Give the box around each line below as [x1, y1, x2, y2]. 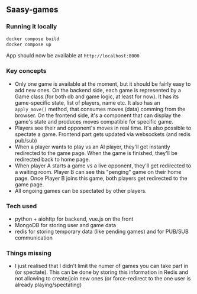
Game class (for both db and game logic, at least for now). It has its [14, 93, 179, 100]
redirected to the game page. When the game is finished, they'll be [14, 149, 177, 156]
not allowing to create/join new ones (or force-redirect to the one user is [14, 275, 191, 282]
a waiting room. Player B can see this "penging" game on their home [14, 168, 182, 175]
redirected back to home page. [14, 156, 91, 163]
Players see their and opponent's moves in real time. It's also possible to [14, 124, 191, 131]
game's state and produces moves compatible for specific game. [14, 118, 173, 125]
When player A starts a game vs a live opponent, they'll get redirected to [14, 162, 191, 169]
